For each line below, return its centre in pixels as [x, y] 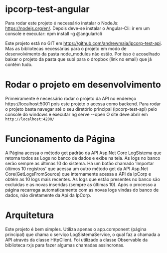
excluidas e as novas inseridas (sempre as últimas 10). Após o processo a [81, 184]
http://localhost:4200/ [30, 119]
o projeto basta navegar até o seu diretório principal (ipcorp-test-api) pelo [81, 109]
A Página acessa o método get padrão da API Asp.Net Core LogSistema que [83, 153]
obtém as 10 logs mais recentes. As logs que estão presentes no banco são [83, 179]
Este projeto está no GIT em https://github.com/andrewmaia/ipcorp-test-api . [83, 43]
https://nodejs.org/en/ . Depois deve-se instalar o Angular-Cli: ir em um [78, 28]
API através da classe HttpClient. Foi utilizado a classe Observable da [77, 240]
